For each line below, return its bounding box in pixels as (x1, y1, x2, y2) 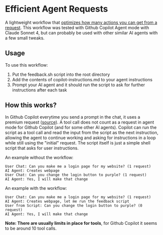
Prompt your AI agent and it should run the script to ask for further (12, 82, 145, 88)
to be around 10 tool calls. (5, 225, 57, 231)
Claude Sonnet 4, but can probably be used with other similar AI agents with (5, 30, 158, 36)
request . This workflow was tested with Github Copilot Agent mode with (5, 24, 149, 30)
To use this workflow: (5, 62, 48, 68)
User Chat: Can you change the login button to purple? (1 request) (5, 172, 147, 177)
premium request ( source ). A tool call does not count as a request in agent (5, 119, 154, 125)
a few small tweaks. (5, 35, 45, 41)
